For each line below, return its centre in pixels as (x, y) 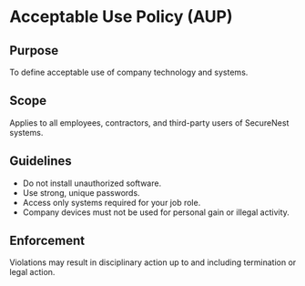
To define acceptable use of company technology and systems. (129, 72)
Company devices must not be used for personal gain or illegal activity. (156, 212)
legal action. (32, 272)
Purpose (34, 51)
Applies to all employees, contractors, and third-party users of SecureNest (149, 123)
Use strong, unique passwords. (81, 192)
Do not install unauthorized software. (92, 183)
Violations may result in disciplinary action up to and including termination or (153, 262)
